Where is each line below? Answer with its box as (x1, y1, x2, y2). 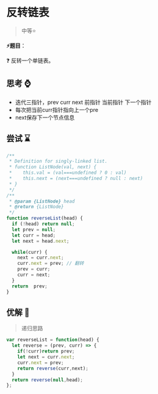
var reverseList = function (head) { (6, 337, 99, 343)
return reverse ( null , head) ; (12, 377, 84, 383)
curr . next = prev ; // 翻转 (17, 261, 84, 267)
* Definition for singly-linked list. (9, 158, 108, 165)
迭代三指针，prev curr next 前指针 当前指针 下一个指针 (15, 98, 152, 106)
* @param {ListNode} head (9, 198, 75, 204)
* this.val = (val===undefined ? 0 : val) (9, 169, 127, 176)
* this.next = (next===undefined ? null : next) (9, 176, 143, 182)
